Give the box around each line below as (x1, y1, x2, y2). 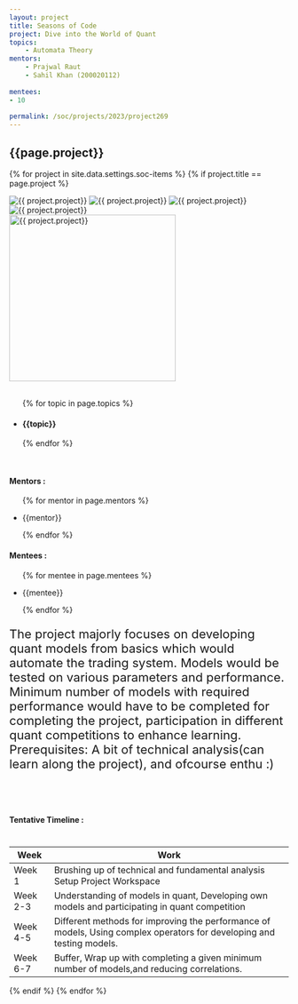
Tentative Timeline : (9, 814, 84, 825)
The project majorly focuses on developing (9, 626, 255, 641)
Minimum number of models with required (9, 683, 250, 699)
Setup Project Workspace (53, 874, 161, 887)
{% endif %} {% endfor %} (9, 985, 107, 996)
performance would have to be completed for (9, 698, 271, 713)
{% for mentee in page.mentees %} (21, 570, 153, 580)
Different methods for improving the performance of (53, 914, 271, 927)
